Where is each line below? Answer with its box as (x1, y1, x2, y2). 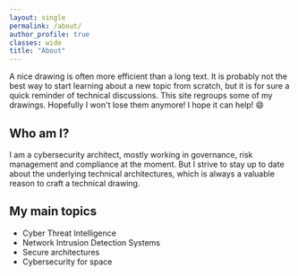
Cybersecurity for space (21, 256, 113, 267)
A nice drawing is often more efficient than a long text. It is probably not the (9, 71, 288, 82)
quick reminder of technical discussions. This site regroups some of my (9, 91, 273, 101)
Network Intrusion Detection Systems (21, 237, 161, 247)
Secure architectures (21, 246, 100, 257)
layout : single (9, 13, 66, 22)
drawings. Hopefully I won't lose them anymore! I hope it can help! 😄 (9, 99, 264, 110)
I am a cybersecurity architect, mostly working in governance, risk (9, 149, 253, 160)
